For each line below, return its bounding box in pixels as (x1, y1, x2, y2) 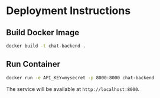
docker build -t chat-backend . (6, 43, 86, 49)
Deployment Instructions (6, 4, 131, 18)
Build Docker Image (6, 28, 80, 38)
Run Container (6, 59, 61, 69)
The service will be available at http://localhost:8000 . (6, 85, 140, 92)
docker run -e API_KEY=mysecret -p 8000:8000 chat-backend (6, 75, 155, 80)
